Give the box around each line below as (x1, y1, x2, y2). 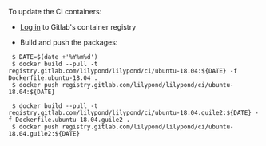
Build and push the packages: (19, 37, 118, 47)
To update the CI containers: (8, 7, 102, 16)
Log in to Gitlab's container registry (19, 22, 137, 31)
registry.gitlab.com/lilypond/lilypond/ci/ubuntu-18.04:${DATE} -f (8, 67, 238, 75)
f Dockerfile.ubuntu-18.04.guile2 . (8, 116, 130, 124)
